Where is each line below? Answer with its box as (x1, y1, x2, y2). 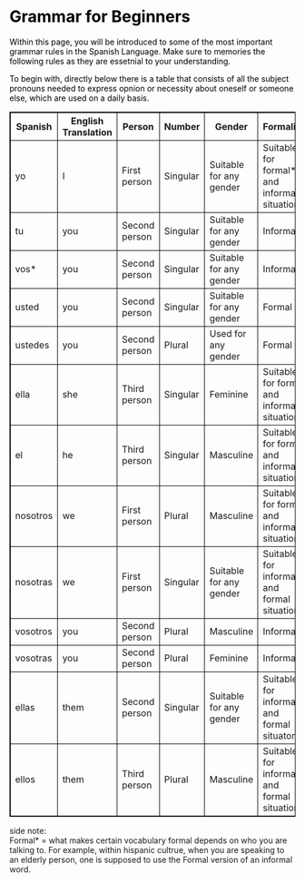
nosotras (15, 575, 53, 588)
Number (163, 120, 201, 132)
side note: (9, 825, 47, 836)
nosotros (15, 509, 54, 522)
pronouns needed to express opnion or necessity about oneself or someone (9, 83, 294, 93)
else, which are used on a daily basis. (9, 93, 150, 103)
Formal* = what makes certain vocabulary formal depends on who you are (9, 835, 288, 846)
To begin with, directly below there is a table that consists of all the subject (9, 73, 290, 83)
